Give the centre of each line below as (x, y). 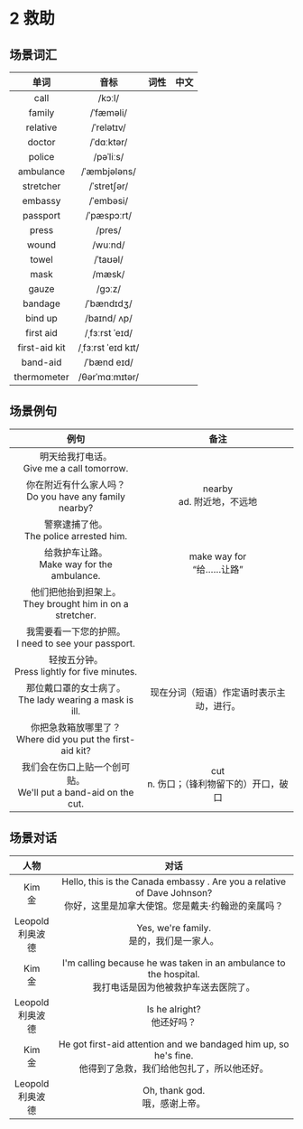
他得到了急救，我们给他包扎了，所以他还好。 (174, 1068)
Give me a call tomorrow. (76, 468)
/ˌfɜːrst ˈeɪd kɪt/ (109, 347)
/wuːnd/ (109, 245)
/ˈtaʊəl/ (108, 260)
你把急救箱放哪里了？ (76, 727)
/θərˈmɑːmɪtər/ (109, 377)
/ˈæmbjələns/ (109, 171)
